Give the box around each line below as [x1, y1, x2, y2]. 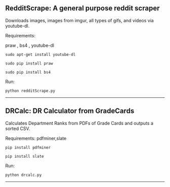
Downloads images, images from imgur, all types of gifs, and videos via [5, 17, 154, 23]
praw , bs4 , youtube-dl [5, 42, 55, 48]
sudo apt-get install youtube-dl [5, 52, 76, 57]
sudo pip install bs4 [5, 70, 51, 75]
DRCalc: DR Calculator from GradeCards [5, 107, 135, 115]
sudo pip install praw [5, 60, 53, 66]
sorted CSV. [5, 126, 30, 132]
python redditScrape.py [5, 88, 56, 93]
